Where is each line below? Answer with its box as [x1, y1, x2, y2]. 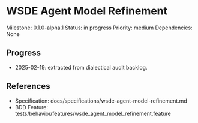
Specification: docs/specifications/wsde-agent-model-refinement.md [14, 97, 187, 104]
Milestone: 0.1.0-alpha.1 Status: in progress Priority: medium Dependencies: [6, 24, 193, 31]
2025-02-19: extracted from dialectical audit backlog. [14, 64, 148, 71]
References [6, 81, 50, 91]
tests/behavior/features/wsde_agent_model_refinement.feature [14, 110, 171, 117]
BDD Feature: [14, 103, 49, 110]
